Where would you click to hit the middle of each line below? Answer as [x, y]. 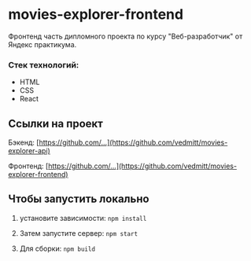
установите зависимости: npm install [83, 218]
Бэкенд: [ [24, 142]
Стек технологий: [44, 64]
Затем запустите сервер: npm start [79, 233]
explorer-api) [30, 151]
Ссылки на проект [56, 123]
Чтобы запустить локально [79, 199]
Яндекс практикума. [42, 44]
